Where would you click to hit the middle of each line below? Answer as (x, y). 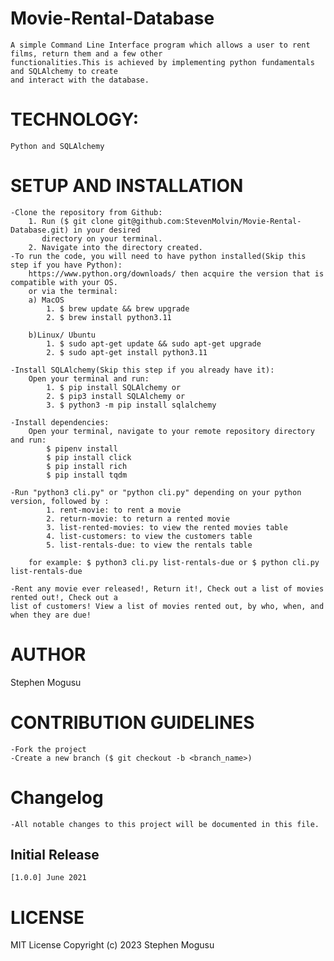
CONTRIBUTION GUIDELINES (132, 722)
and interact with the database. (80, 80)
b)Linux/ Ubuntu (62, 335)
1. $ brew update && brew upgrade (118, 308)
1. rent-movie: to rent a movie (114, 510)
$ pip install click (89, 457)
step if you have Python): (66, 265)
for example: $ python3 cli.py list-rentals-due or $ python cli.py (174, 562)
